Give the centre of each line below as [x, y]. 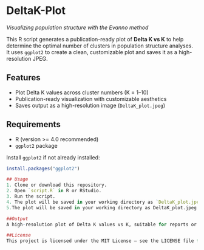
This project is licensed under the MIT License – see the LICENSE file [100, 241]
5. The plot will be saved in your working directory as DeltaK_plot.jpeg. [103, 207]
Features [23, 78]
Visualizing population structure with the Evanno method [77, 27]
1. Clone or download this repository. [57, 185]
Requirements [33, 124]
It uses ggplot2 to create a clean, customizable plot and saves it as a [92, 52]
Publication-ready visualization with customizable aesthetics [91, 99]
